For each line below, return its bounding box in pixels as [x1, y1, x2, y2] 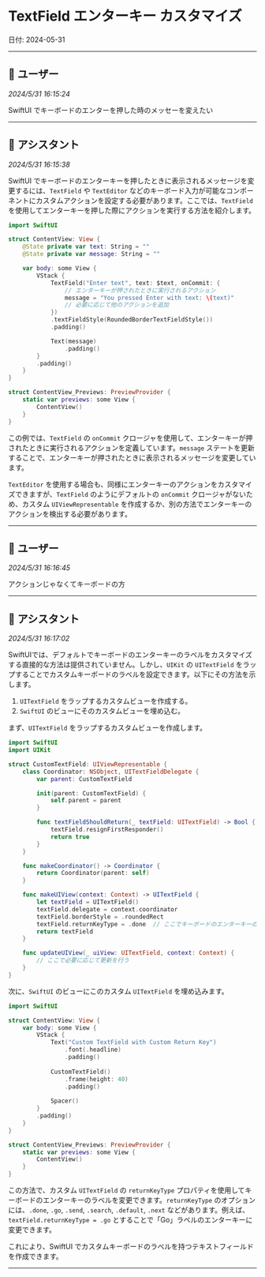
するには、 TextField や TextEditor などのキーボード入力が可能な [14, 186, 226, 195]
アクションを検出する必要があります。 [8, 509, 132, 518]
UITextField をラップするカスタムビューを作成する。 [19, 697, 192, 706]
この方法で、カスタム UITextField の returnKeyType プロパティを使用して [8, 1185, 245, 1195]
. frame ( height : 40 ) [64, 1075, 129, 1083]
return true [50, 832, 90, 841]
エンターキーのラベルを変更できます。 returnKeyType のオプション [42, 1196, 256, 1205]
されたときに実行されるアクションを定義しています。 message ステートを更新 [8, 443, 255, 453]
